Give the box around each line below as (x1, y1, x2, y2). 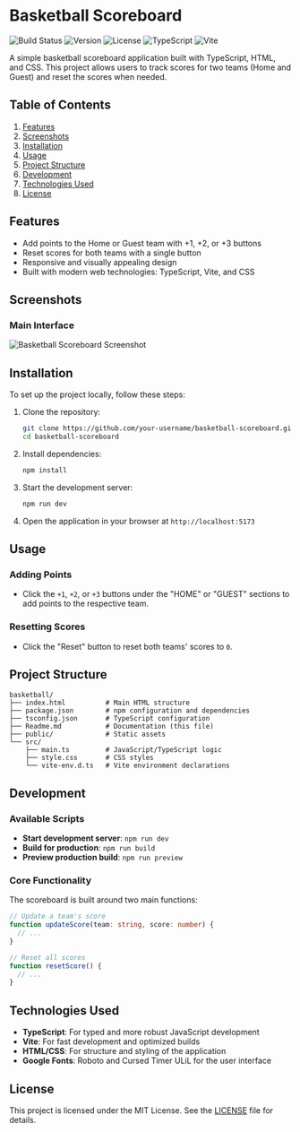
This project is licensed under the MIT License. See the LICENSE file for (9, 1104, 274, 1116)
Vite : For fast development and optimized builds (21, 1036, 201, 1047)
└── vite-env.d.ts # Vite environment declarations (25, 761, 230, 771)
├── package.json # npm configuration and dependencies (9, 706, 251, 715)
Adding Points (9, 568, 73, 581)
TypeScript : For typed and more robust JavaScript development (21, 1027, 260, 1038)
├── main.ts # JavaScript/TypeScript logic (25, 746, 222, 755)
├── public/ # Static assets (9, 730, 167, 739)
